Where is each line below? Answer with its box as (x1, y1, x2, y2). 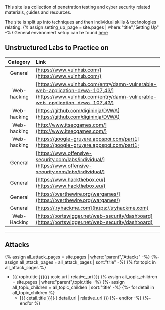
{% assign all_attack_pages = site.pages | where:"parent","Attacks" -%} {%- (5, 254, 160, 260)
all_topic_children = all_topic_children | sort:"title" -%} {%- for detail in (12, 284, 155, 290)
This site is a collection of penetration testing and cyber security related (5, 4, 151, 10)
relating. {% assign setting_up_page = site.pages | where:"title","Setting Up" (5, 24, 159, 30)
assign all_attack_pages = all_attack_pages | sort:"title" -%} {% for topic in (5, 259, 156, 265)
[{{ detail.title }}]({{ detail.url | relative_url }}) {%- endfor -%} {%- (19, 295, 151, 301)
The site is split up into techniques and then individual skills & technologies (5, 19, 157, 25)
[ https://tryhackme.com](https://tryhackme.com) (35, 205, 149, 211)
